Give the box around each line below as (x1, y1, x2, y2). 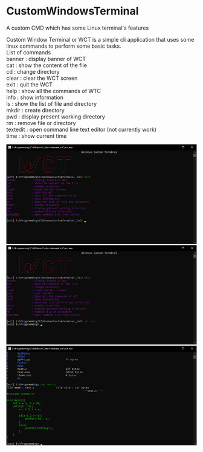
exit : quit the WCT (6, 80, 53, 88)
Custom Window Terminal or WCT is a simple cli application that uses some (6, 36, 195, 43)
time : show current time (6, 132, 67, 140)
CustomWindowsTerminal (6, 4, 139, 18)
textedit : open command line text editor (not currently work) (6, 126, 157, 133)
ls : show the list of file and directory (6, 100, 97, 107)
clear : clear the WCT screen (6, 74, 78, 82)
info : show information (6, 94, 64, 101)
